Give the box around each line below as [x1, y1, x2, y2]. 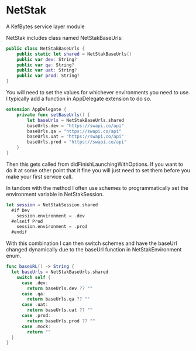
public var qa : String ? [16, 62, 75, 68]
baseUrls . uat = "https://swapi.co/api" [27, 134, 125, 139]
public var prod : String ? [16, 73, 80, 79]
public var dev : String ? [16, 56, 77, 62]
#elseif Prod [11, 218, 43, 224]
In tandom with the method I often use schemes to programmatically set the [6, 184, 189, 191]
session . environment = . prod [16, 224, 88, 230]
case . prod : [21, 313, 51, 319]
